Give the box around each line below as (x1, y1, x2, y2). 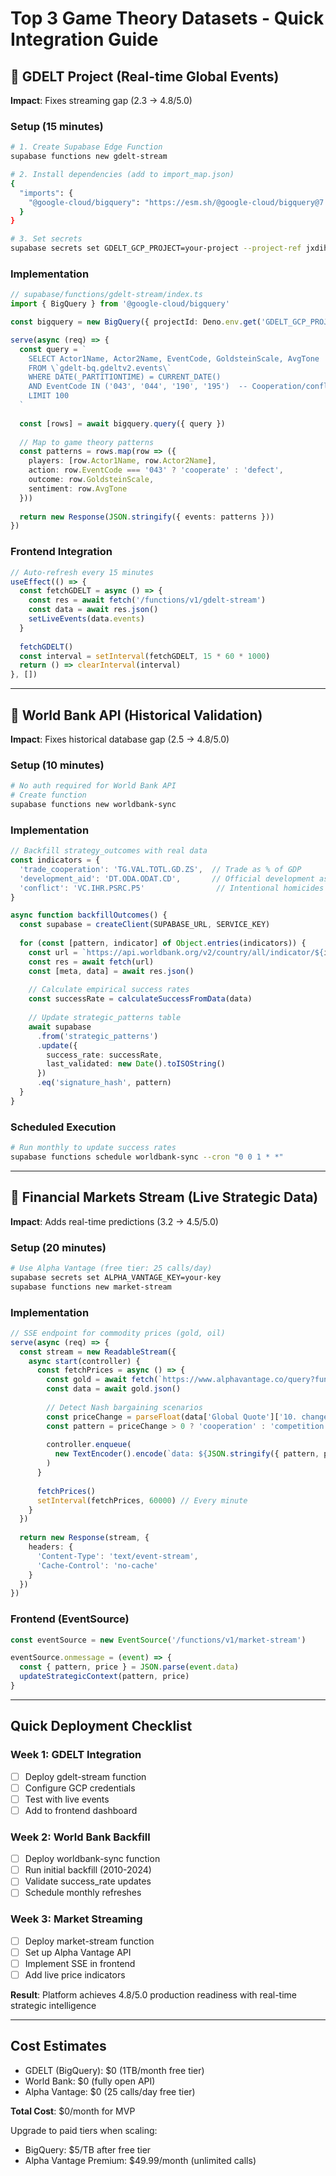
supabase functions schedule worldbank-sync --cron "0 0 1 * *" (10, 1152, 284, 1162)
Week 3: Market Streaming (10, 1912, 143, 1926)
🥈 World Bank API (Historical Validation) (10, 707, 263, 724)
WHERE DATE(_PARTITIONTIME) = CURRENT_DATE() (28, 372, 222, 382)
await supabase (28, 1022, 92, 1032)
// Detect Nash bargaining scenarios (46, 1402, 203, 1412)
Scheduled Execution (10, 1120, 117, 1134)
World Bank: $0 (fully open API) (24, 2075, 156, 2087)
